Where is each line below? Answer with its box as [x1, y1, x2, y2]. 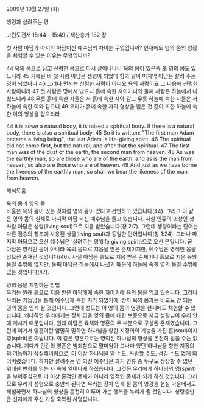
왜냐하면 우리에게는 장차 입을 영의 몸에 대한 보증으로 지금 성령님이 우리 [24, 312, 192, 318]
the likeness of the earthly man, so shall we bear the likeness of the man [6, 168, 188, 175]
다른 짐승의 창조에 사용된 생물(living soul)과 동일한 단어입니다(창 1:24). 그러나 [6, 230, 191, 237]
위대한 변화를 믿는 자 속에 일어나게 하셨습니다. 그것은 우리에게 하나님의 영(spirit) [6, 365, 197, 372]
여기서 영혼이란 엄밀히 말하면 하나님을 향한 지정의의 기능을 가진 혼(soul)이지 [17, 327, 198, 334]
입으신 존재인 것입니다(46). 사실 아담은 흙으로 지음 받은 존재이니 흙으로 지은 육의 [6, 253, 197, 260]
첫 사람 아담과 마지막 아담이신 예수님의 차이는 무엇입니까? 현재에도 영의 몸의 [6, 44, 186, 51]
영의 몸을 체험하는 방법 [6, 281, 60, 288]
